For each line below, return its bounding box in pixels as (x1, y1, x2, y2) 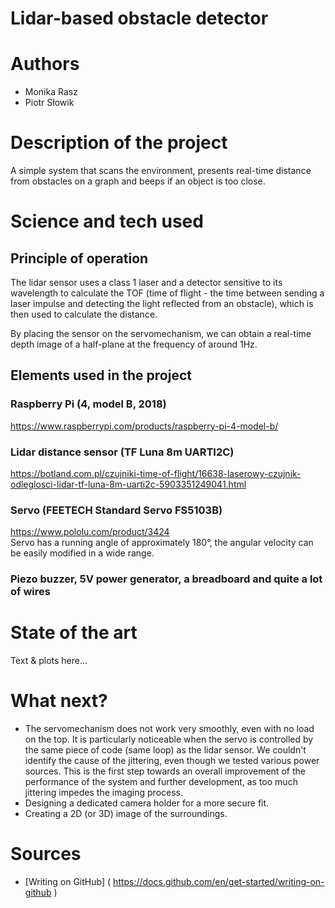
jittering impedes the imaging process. (24, 787, 184, 799)
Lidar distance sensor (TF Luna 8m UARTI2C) (10, 445, 235, 459)
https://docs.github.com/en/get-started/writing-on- (113, 876, 325, 888)
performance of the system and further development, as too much (24, 776, 298, 788)
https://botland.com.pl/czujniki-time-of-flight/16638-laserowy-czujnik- (10, 468, 302, 480)
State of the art (10, 622, 138, 644)
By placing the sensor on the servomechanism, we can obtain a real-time (10, 328, 312, 340)
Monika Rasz (24, 86, 78, 98)
